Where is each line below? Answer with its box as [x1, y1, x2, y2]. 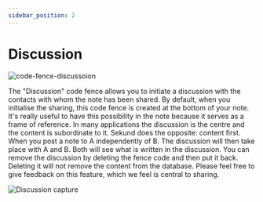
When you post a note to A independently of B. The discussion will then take [8, 136, 255, 146]
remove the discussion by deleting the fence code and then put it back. [8, 153, 239, 162]
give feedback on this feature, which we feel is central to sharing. [8, 169, 220, 179]
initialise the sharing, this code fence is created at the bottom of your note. [8, 103, 250, 112]
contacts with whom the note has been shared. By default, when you [8, 95, 231, 104]
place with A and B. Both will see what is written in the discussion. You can [8, 144, 250, 153]
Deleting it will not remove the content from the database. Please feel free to [8, 161, 255, 171]
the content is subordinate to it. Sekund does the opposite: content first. [8, 128, 241, 137]
